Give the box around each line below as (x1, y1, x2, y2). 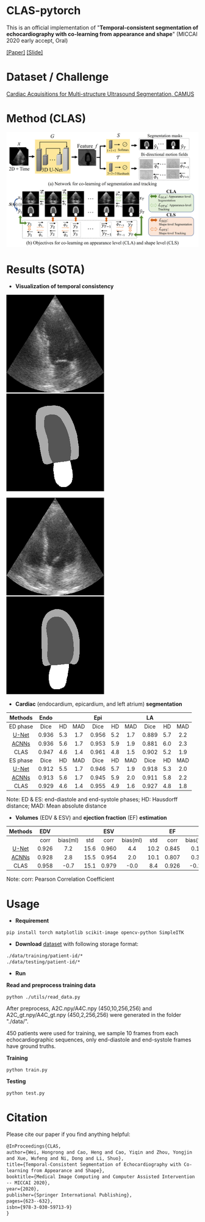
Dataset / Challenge (6, 70, 109, 84)
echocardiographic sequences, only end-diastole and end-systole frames (6, 1036, 192, 1044)
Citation (6, 1110, 48, 1124)
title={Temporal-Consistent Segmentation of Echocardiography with (6, 1162, 182, 1168)
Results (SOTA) (6, 262, 85, 277)
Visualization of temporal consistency (15, 283, 114, 290)
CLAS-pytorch (6, 4, 81, 18)
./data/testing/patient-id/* (6, 959, 81, 965)
